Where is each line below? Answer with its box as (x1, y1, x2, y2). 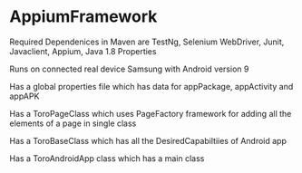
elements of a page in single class (9, 118, 137, 129)
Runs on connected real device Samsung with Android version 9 (9, 63, 249, 74)
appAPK (9, 91, 40, 101)
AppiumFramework (9, 6, 158, 27)
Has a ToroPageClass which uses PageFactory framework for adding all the (9, 108, 292, 119)
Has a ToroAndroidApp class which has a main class (9, 152, 205, 164)
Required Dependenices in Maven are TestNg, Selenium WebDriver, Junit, (9, 36, 285, 47)
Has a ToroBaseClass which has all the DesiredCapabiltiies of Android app (9, 135, 287, 146)
